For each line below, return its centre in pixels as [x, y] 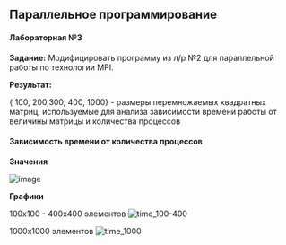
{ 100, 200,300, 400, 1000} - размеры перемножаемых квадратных [138, 101]
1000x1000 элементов [52, 231]
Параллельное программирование [113, 15]
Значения [29, 162]
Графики [26, 196]
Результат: [30, 84]
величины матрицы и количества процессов [95, 121]
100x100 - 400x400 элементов [68, 214]
